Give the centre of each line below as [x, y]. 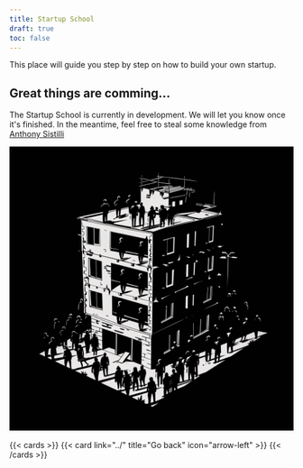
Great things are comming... [90, 93]
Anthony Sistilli [37, 134]
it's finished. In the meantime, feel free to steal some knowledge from [138, 124]
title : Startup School [52, 19]
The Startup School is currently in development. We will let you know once [147, 115]
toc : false [30, 38]
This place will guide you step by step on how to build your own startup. [143, 65]
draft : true [32, 28]
